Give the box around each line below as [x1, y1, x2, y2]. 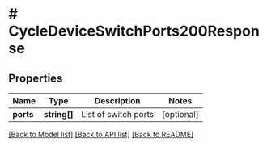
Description [94, 95, 141, 106]
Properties [8, 71, 63, 85]
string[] [43, 109, 74, 120]
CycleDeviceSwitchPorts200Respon [8, 22, 261, 40]
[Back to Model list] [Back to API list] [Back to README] [8, 130, 194, 139]
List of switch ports [80, 109, 155, 120]
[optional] [161, 109, 200, 120]
